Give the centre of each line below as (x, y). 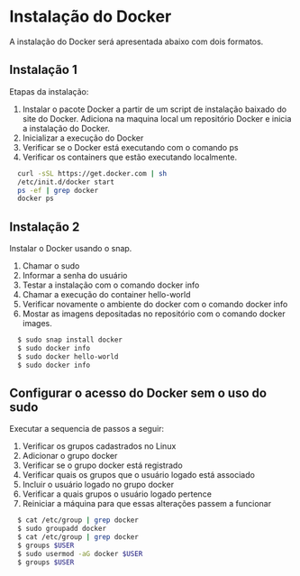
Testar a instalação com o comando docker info (111, 285)
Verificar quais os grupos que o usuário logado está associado (138, 475)
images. (37, 324)
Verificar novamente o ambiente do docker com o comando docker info (155, 305)
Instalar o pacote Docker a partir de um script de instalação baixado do (154, 109)
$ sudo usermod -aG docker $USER (80, 553)
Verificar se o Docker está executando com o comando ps (130, 147)
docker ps (36, 199)
